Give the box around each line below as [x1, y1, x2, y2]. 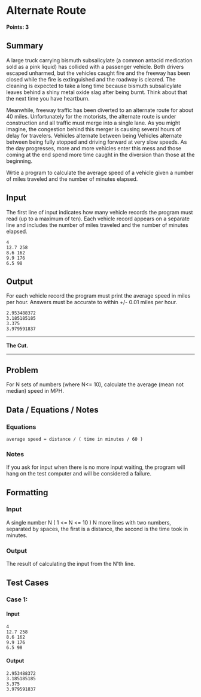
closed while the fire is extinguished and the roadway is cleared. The [6, 75, 176, 83]
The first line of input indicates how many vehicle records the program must [6, 208, 193, 216]
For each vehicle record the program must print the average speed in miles [6, 292, 191, 299]
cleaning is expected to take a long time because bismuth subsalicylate [6, 82, 182, 89]
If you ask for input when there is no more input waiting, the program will [6, 463, 185, 471]
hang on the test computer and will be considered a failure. [6, 470, 152, 477]
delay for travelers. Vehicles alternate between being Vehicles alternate [6, 132, 182, 139]
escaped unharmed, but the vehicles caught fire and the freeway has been [6, 69, 190, 77]
